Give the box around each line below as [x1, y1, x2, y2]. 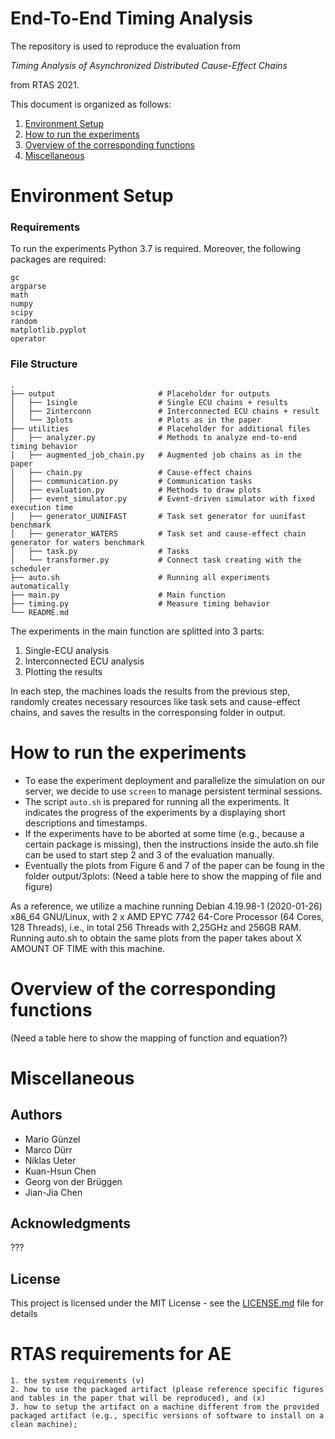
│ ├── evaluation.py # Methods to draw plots [10, 485, 262, 495]
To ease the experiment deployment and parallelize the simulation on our [24, 774, 326, 786]
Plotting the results [24, 665, 103, 677]
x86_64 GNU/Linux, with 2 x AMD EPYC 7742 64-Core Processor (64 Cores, [10, 910, 325, 922]
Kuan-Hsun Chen [24, 1165, 97, 1177]
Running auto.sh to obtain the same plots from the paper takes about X [10, 932, 303, 944]
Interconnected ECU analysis [24, 655, 145, 667]
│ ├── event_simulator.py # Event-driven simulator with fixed [10, 493, 315, 504]
